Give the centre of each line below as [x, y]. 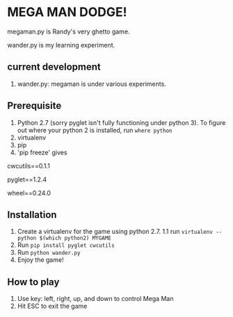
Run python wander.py [49, 253]
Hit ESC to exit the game [52, 306]
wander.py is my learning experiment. [61, 45]
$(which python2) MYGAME [75, 238]
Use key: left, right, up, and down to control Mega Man [95, 299]
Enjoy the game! [40, 260]
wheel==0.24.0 [29, 193]
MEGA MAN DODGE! [67, 12]
